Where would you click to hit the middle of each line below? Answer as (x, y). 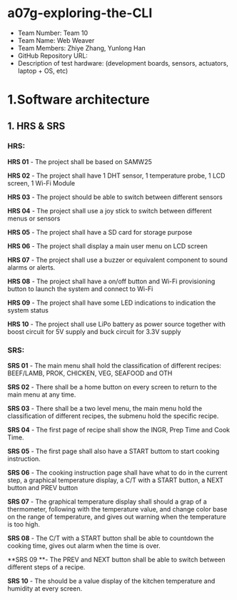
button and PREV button (43, 488)
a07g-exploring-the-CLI (80, 13)
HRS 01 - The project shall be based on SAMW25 (80, 161)
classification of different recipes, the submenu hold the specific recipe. (113, 416)
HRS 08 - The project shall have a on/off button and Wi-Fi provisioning (111, 281)
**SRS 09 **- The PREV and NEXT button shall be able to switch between (117, 560)
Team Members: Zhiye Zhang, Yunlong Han (82, 48)
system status (28, 310)
